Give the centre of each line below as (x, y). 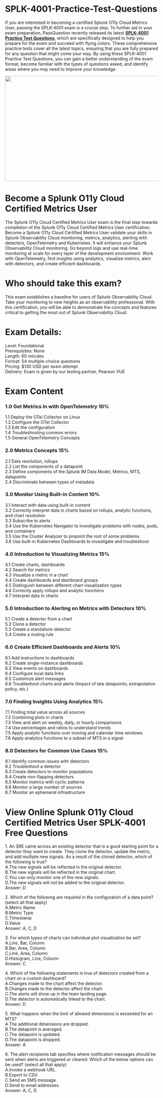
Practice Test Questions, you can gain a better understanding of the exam (79, 59)
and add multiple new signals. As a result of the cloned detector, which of (79, 857)
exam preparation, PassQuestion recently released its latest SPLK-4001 (77, 33)
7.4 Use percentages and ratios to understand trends (58, 728)
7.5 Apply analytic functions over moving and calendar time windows (74, 733)
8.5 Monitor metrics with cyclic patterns (45, 782)
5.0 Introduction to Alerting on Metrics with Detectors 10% (76, 608)
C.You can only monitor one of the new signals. (52, 878)
